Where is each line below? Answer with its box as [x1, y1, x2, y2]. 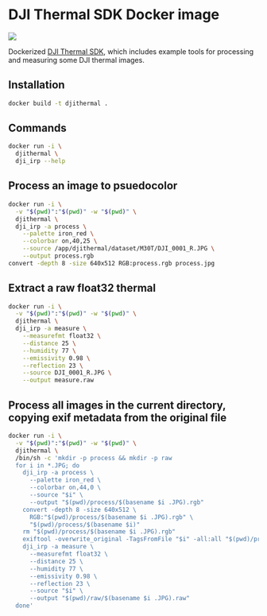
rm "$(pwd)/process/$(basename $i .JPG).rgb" [22, 528, 176, 536]
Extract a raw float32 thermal [8, 281, 157, 295]
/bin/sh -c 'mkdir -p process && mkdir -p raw [15, 454, 172, 462]
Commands [8, 122, 68, 135]
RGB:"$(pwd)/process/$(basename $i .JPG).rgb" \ [29, 513, 194, 521]
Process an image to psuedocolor [8, 179, 178, 192]
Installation [8, 78, 65, 92]
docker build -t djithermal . [8, 99, 109, 107]
